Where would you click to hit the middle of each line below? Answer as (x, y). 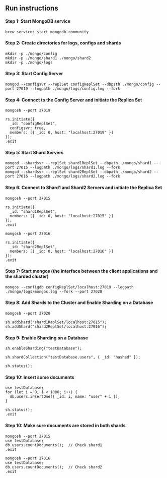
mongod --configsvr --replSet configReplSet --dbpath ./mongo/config (80, 84)
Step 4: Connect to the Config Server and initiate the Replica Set (74, 100)
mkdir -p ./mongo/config (31, 53)
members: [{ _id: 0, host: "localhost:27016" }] (62, 251)
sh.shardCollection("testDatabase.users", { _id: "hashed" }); (73, 357)
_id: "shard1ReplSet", (33, 211)
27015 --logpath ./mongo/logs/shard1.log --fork (68, 168)
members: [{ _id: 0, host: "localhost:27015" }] (62, 216)
